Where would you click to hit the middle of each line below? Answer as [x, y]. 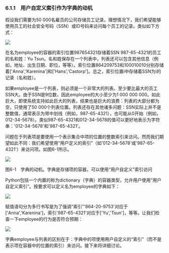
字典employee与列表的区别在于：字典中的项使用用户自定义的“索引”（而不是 [83, 239]
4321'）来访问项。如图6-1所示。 [38, 149]
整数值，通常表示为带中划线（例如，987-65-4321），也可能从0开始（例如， [83, 114]
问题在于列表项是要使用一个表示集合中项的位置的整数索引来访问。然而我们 [82, 137]
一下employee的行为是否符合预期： [46, 219]
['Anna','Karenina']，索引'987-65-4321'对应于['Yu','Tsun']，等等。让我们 [80, 213]
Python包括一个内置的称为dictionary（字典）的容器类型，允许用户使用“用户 [83, 180]
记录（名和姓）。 [22, 78]
